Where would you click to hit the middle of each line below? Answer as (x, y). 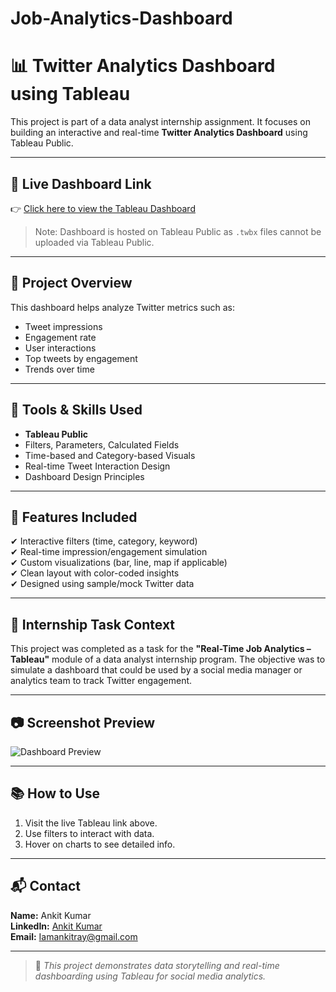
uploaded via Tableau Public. (94, 242)
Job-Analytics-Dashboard (121, 18)
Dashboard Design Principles (84, 476)
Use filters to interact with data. (89, 833)
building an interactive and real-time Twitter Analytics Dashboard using (159, 133)
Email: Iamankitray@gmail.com (74, 936)
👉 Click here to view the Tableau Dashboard (103, 208)
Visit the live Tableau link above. (91, 823)
